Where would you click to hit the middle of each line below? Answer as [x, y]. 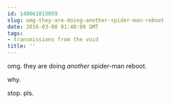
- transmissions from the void [53, 40]
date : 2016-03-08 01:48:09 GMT [53, 27]
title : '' [22, 46]
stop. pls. [21, 93]
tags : [15, 33]
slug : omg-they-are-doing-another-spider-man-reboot [86, 20]
